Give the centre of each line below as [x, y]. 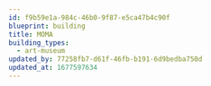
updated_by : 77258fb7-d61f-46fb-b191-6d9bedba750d [105, 59]
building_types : [39, 43]
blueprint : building [47, 26]
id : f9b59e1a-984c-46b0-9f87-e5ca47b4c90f [89, 17]
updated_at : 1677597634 [53, 68]
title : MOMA [31, 34]
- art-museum [41, 51]
